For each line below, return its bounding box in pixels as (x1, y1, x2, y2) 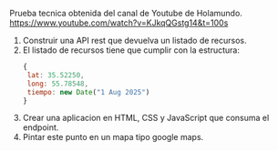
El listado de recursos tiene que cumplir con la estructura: (22, 45, 240, 55)
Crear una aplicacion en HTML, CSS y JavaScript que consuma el (22, 113, 270, 124)
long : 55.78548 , (26, 79, 89, 88)
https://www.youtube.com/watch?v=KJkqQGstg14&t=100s (9, 17, 229, 28)
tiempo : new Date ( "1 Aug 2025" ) (26, 87, 150, 96)
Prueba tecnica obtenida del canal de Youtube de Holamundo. (9, 8, 243, 18)
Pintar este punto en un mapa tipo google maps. (22, 132, 204, 143)
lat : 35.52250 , (26, 70, 85, 80)
